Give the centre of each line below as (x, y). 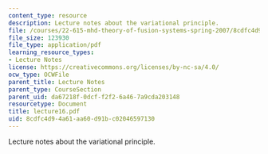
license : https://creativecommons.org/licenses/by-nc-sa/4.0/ (114, 67)
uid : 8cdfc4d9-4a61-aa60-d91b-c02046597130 (82, 119)
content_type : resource (48, 15)
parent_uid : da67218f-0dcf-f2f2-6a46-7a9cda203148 (94, 97)
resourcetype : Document (48, 104)
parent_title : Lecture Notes (57, 82)
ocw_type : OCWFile (39, 75)
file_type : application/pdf (55, 45)
